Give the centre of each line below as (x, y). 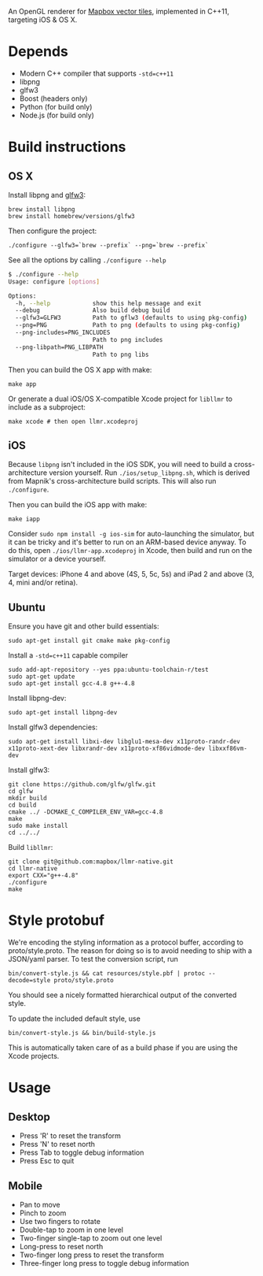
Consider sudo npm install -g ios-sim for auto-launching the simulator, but (131, 534)
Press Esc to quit (47, 1161)
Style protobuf (56, 920)
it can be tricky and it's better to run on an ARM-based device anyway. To (127, 542)
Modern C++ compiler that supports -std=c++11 (97, 73)
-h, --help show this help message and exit (108, 303)
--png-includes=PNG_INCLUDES (63, 333)
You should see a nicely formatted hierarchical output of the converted (122, 995)
